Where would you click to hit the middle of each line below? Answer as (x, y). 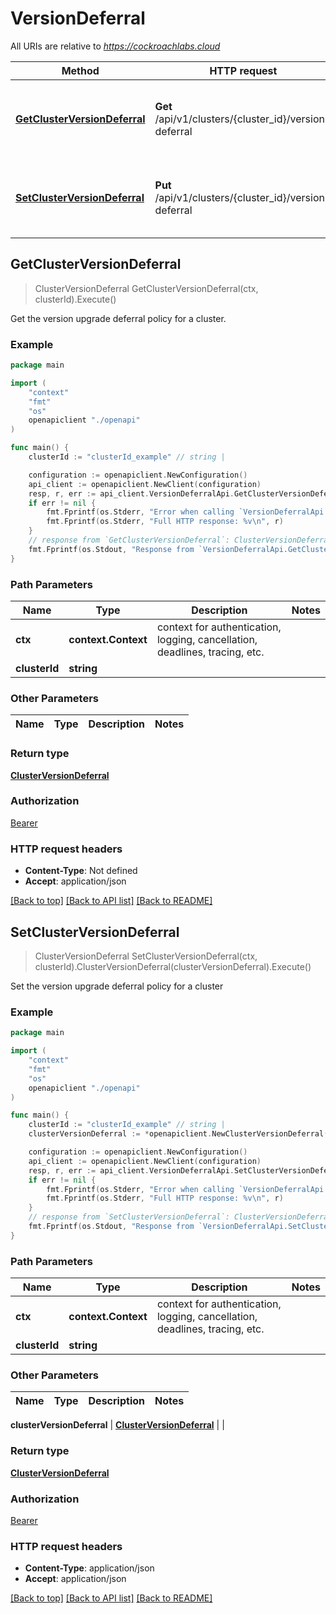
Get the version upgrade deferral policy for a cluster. (118, 318)
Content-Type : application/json (89, 1568)
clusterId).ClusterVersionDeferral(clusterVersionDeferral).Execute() (173, 966)
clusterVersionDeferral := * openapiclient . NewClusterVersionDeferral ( (178, 1134)
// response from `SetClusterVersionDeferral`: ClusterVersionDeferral (180, 1217)
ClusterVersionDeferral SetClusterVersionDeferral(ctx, (146, 956)
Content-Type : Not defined (81, 871)
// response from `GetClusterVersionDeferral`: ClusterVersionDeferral (180, 540)
